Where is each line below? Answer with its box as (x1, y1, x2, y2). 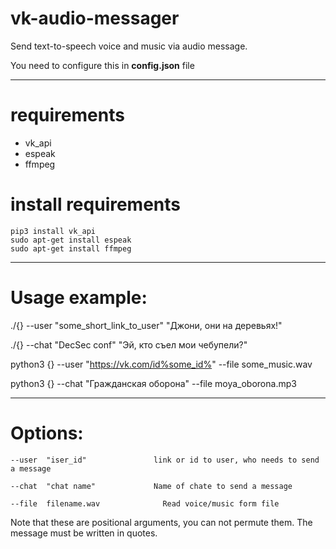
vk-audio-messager (10, 7, 180, 30)
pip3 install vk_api (10, 226, 97, 236)
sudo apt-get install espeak (10, 235, 132, 245)
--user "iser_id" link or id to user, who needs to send (10, 455, 320, 465)
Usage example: (10, 287, 148, 309)
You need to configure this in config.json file (10, 59, 195, 71)
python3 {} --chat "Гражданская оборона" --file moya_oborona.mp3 (10, 377, 297, 389)
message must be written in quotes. (10, 527, 158, 539)
